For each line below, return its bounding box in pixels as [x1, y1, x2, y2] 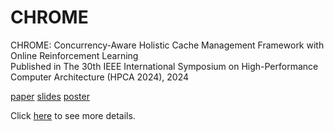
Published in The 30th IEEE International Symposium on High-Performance [10, 60, 319, 72]
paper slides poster [10, 90, 90, 102]
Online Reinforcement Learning [10, 49, 139, 61]
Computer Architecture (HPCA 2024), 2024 [10, 71, 190, 83]
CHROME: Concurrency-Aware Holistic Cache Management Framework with [10, 39, 325, 51]
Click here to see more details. [10, 109, 136, 121]
